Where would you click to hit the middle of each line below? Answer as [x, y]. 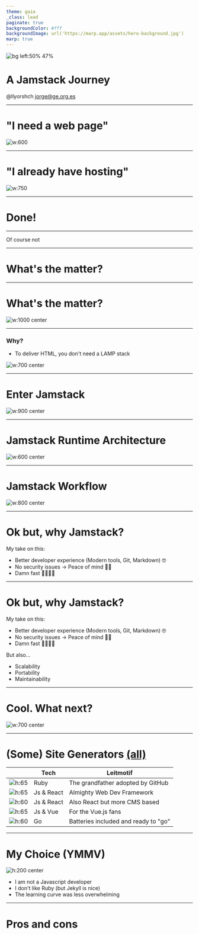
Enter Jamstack [46, 395]
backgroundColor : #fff [34, 28]
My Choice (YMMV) [56, 854]
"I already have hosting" [68, 172]
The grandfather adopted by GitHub [119, 783]
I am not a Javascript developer [53, 882]
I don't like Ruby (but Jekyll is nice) [57, 888]
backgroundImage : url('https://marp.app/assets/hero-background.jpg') [95, 34]
